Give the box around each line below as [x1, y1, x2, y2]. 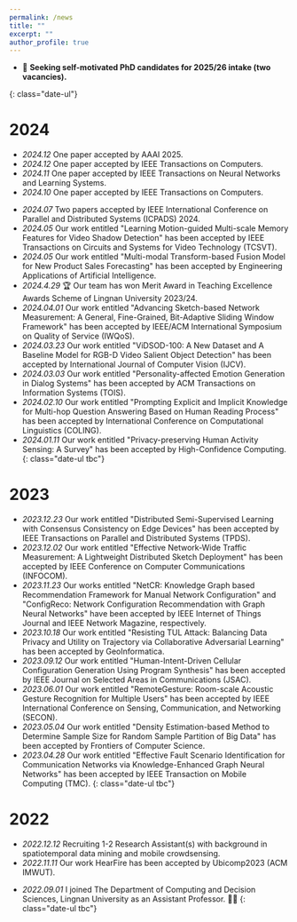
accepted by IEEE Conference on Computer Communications [21, 561, 246, 572]
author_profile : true [9, 37, 90, 47]
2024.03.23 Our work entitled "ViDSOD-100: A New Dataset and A [21, 340, 264, 351]
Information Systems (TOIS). [21, 387, 126, 398]
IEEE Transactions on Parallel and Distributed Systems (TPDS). [21, 533, 251, 544]
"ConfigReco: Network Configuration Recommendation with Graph [21, 599, 266, 609]
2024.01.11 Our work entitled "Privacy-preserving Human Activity [21, 434, 259, 445]
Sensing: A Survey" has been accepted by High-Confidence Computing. [21, 444, 286, 455]
